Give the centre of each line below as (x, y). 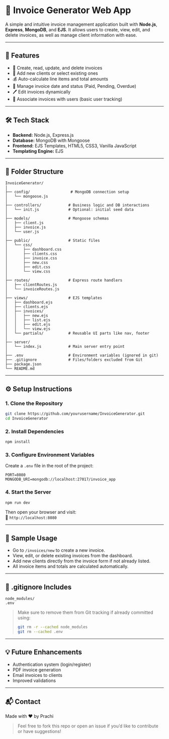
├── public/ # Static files (53, 241)
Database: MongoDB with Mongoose (51, 140)
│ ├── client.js (24, 223)
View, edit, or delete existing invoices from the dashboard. (73, 556)
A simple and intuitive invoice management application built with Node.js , (81, 24)
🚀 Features (22, 56)
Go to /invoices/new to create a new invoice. (59, 550)
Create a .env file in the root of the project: (49, 466)
